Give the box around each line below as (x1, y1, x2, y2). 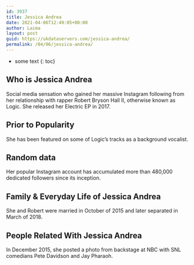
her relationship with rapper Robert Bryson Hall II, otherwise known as (6, 97, 176, 104)
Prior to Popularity (6, 120, 75, 130)
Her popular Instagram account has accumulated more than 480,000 (6, 168, 173, 175)
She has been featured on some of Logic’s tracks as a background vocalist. (6, 135, 189, 143)
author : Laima (6, 25, 41, 31)
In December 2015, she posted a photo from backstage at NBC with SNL (6, 246, 181, 253)
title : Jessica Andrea (6, 14, 62, 20)
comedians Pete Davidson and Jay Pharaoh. (6, 252, 113, 259)
